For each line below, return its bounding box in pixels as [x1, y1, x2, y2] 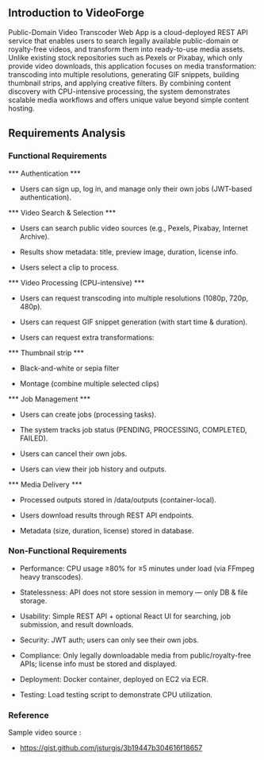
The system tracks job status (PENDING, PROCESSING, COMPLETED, [19, 425, 247, 434]
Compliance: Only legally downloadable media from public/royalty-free [19, 650, 251, 660]
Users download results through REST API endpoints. [19, 510, 194, 520]
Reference [8, 709, 49, 720]
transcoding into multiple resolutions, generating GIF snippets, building [8, 69, 239, 79]
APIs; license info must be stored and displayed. [19, 659, 178, 669]
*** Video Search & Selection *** [8, 207, 117, 217]
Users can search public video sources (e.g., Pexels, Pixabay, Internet [19, 223, 248, 233]
